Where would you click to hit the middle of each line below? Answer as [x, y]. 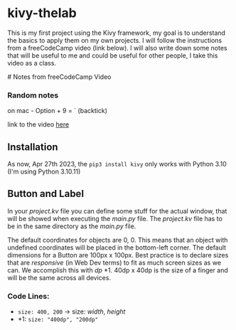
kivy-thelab [42, 13]
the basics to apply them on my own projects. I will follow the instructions [115, 40]
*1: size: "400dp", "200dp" [58, 319]
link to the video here [38, 124]
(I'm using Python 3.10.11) [44, 171]
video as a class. [32, 63]
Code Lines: [28, 296]
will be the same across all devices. [59, 277]
